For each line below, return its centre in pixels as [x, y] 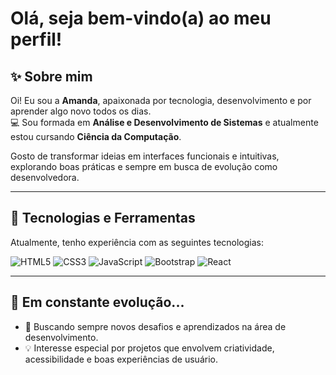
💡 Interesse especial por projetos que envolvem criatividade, [149, 348]
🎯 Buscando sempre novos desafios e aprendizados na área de [155, 326]
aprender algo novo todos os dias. [81, 111]
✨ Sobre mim [51, 76]
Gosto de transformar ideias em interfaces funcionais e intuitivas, [145, 156]
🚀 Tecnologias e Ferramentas [103, 218]
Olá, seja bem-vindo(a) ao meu [141, 18]
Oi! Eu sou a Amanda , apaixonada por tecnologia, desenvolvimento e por [161, 100]
